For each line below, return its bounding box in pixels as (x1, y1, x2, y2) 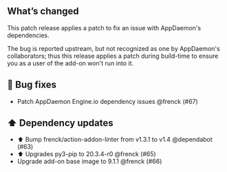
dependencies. (7, 31, 50, 39)
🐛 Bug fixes (7, 79, 57, 91)
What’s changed (7, 6, 79, 17)
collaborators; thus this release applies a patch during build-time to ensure (7, 52, 219, 60)
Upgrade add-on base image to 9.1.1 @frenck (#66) (17, 158, 162, 166)
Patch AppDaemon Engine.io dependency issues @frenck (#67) (17, 97, 198, 105)
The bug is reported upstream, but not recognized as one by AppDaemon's (7, 44, 220, 52)
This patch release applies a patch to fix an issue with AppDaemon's (7, 23, 202, 32)
